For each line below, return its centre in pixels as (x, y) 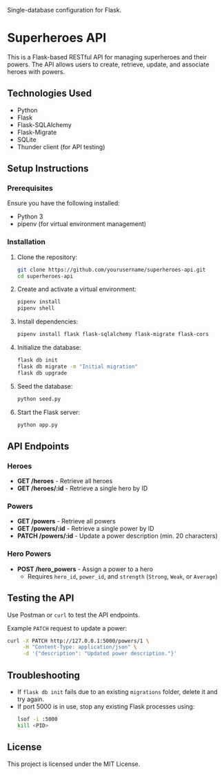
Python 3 (30, 216)
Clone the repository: (47, 257)
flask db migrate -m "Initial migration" (78, 366)
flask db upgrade (42, 373)
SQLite (27, 139)
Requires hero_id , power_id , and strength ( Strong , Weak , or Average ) (123, 576)
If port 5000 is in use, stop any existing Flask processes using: (106, 707)
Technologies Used (49, 94)
